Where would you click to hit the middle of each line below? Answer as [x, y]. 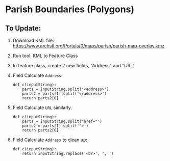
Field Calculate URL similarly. [42, 108]
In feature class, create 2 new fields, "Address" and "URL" [74, 65]
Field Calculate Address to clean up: [50, 140]
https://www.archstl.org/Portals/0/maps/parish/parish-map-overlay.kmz [89, 46]
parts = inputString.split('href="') [62, 121]
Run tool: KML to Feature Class [45, 56]
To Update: [23, 28]
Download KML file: [33, 40]
